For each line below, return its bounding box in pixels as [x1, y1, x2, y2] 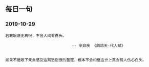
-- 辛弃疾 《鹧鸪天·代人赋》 [71, 43, 125, 48]
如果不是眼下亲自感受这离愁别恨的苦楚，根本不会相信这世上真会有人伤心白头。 [5, 57, 146, 62]
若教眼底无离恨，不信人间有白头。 [5, 33, 67, 38]
